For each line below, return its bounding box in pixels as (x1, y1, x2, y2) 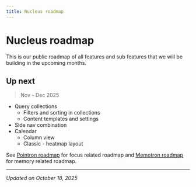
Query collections (14, 103, 57, 110)
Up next (6, 76, 35, 86)
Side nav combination (14, 122, 67, 129)
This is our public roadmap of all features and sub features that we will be (6, 53, 183, 60)
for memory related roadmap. (6, 158, 77, 165)
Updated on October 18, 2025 (6, 175, 78, 182)
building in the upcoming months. (6, 59, 86, 66)
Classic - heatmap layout (23, 140, 83, 147)
